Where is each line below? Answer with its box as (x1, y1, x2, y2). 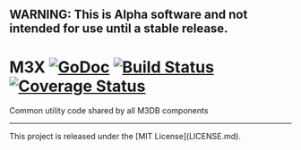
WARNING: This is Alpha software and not (9, 7, 248, 22)
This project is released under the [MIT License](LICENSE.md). (9, 131, 242, 142)
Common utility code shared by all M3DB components (9, 105, 209, 116)
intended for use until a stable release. (9, 21, 228, 37)
